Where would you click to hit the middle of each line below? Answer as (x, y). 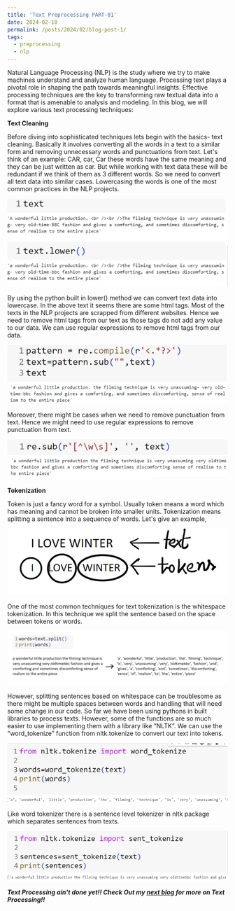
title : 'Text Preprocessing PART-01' (62, 15)
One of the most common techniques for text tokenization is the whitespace (116, 606)
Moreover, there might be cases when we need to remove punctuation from (116, 415)
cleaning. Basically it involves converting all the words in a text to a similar (114, 144)
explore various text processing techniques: (71, 110)
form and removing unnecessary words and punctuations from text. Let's (113, 152)
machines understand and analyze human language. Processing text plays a (117, 80)
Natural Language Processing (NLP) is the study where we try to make (109, 72)
